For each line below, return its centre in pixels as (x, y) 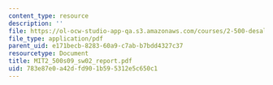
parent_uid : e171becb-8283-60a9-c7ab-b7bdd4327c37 (96, 46)
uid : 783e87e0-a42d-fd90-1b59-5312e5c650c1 (83, 69)
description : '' (36, 23)
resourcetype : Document (49, 53)
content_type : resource (49, 16)
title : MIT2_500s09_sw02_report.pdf (70, 62)
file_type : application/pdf (56, 38)
